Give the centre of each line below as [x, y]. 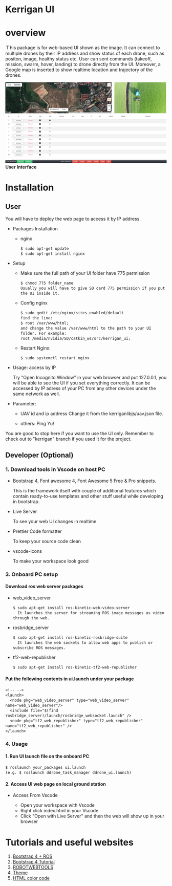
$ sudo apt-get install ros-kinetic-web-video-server [71, 608]
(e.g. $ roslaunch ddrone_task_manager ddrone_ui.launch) [68, 773]
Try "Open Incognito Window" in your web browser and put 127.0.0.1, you [90, 378]
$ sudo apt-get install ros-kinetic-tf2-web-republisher [75, 667]
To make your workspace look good [50, 561]
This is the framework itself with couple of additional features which [84, 490]
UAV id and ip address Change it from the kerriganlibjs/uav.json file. [92, 414]
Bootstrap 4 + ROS [33, 856]
